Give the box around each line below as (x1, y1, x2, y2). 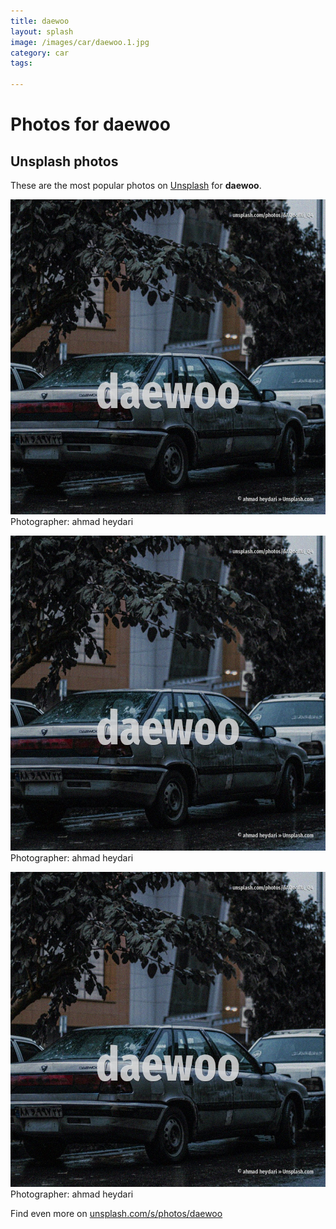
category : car (10, 48, 70, 58)
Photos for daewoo (10, 113, 171, 136)
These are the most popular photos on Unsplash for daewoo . (10, 180, 262, 191)
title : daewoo (10, 16, 70, 26)
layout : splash (10, 26, 74, 37)
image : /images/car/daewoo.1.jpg (10, 37, 150, 47)
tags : (10, 58, 33, 69)
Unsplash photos (10, 153, 119, 170)
